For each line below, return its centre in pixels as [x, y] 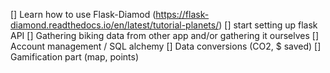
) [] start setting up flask [268, 25]
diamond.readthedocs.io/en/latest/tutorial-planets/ [115, 25]
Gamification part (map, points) [75, 57]
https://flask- [182, 14]
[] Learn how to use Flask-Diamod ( [83, 14]
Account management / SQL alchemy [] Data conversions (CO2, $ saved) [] [166, 46]
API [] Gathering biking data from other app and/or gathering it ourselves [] [165, 35]
